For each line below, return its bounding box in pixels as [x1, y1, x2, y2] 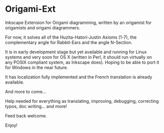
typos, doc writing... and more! [5, 103, 67, 109]
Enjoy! [5, 122, 18, 128]
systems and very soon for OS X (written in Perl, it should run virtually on [5, 54, 152, 60]
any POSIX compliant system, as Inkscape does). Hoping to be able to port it [5, 59, 159, 65]
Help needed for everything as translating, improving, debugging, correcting [5, 98, 159, 104]
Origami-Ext [5, 3, 56, 15]
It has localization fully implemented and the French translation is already [5, 74, 153, 80]
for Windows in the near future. [5, 65, 69, 70]
